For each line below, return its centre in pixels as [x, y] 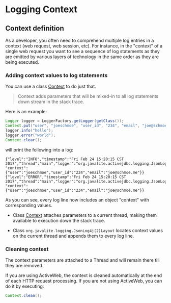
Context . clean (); [24, 295]
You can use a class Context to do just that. [51, 86]
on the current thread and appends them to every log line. [73, 236]
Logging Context [41, 9]
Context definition [35, 28]
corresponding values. [29, 205]
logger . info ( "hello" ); [29, 131]
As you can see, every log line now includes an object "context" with [77, 199]
